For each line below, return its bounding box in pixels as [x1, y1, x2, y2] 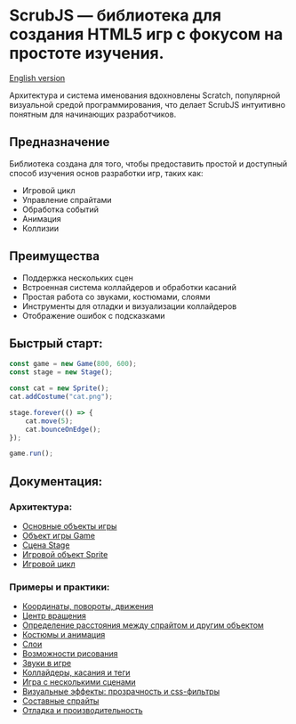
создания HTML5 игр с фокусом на [9, 24, 284, 45]
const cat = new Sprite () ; [9, 384, 109, 393]
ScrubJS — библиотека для [9, 5, 222, 26]
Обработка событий [21, 204, 100, 215]
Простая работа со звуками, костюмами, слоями [21, 291, 211, 302]
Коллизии [21, 223, 60, 233]
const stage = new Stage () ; [9, 368, 114, 377]
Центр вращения [21, 611, 86, 622]
